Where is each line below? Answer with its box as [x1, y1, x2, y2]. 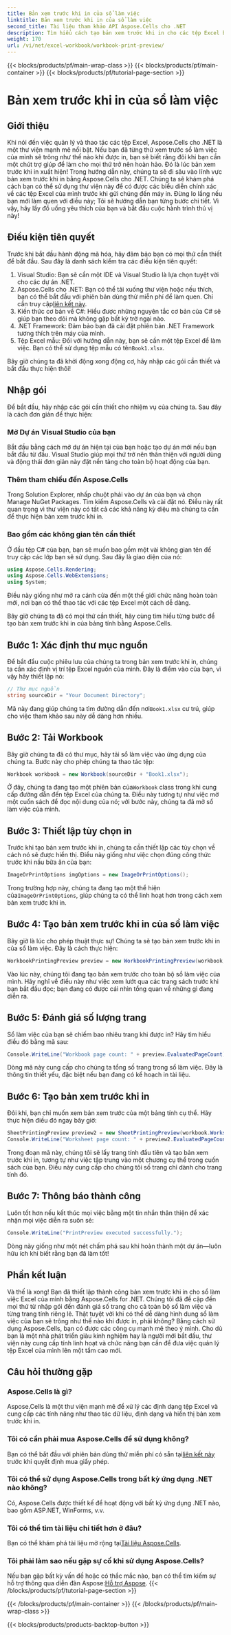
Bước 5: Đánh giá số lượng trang [7, 1012, 146, 1024]
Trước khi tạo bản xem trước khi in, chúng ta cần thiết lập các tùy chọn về [7, 843, 215, 852]
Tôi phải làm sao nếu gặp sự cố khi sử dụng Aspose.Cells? [7, 1556, 204, 1566]
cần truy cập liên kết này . [16, 299, 87, 308]
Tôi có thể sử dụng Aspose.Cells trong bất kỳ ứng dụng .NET [7, 1474, 213, 1484]
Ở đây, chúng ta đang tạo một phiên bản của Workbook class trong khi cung [7, 783, 217, 792]
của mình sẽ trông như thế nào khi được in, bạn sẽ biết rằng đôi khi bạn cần [7, 153, 221, 161]
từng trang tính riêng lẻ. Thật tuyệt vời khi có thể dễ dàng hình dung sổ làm [7, 1310, 219, 1318]
